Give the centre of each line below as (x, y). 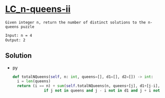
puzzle (28, 27)
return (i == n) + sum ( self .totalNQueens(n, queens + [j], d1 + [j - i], (89, 86)
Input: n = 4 (19, 35)
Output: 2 (15, 40)
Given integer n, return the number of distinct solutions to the (76, 22)
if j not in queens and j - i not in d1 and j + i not (102, 91)
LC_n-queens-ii (38, 9)
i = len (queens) (34, 81)
